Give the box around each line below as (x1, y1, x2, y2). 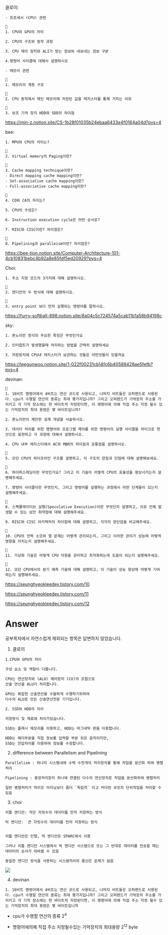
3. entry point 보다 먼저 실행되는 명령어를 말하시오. (5, 304, 105, 309)
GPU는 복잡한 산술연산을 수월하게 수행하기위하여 (5, 691, 90, 696)
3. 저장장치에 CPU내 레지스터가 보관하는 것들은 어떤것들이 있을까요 (5, 352, 125, 357)
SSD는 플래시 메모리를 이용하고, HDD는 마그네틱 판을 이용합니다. (5, 726, 121, 731)
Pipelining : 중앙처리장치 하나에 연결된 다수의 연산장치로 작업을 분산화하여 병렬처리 (5, 775, 160, 781)
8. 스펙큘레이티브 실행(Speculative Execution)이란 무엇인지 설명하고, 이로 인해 (5, 504, 156, 509)
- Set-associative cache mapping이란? (5, 178, 84, 183)
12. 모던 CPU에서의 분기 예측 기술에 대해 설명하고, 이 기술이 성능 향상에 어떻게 (5, 567, 151, 572)
